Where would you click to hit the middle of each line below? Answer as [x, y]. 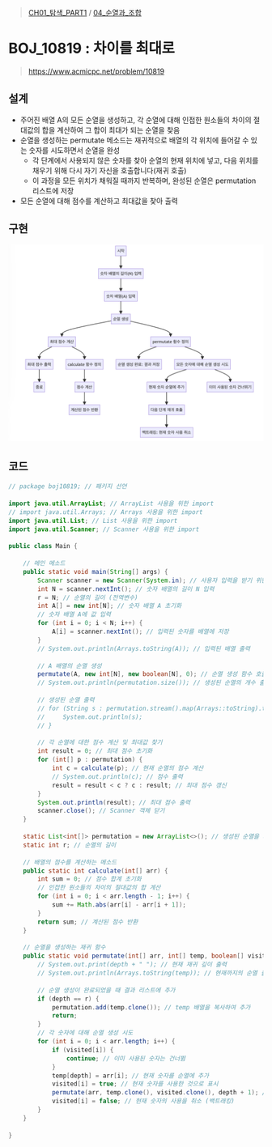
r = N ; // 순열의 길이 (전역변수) [88, 597]
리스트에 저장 [53, 190]
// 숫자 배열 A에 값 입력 [74, 614]
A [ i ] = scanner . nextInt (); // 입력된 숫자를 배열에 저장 [140, 632]
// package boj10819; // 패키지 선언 [68, 486]
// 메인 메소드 [44, 563]
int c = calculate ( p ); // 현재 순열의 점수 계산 [127, 768]
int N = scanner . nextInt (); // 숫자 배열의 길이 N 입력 [126, 589]
